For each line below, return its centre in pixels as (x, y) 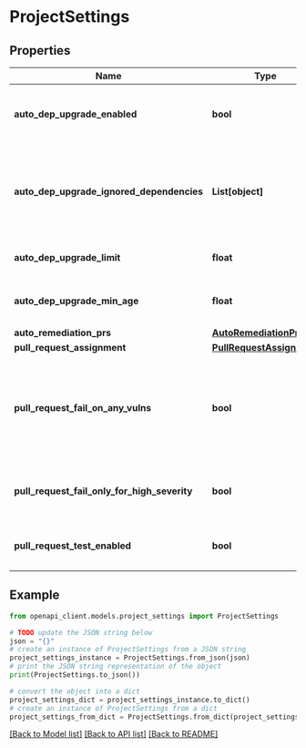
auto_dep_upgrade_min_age (76, 301)
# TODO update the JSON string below (81, 632)
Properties (40, 51)
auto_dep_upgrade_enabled (76, 114)
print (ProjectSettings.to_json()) (75, 675)
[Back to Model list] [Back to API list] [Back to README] (114, 734)
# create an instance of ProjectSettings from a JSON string (128, 650)
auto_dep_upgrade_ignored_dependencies (108, 191)
